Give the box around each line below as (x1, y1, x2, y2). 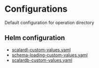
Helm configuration (4, 34, 65, 42)
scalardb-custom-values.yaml (11, 57, 73, 63)
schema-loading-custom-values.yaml (11, 52, 88, 58)
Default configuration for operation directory (4, 20, 94, 25)
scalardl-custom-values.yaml (11, 46, 71, 52)
